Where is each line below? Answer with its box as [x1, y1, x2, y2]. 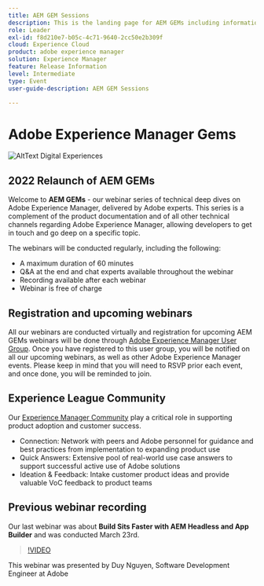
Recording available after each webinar [19, 276, 147, 285]
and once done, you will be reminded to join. [8, 368, 152, 378]
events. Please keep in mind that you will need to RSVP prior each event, [8, 361, 244, 370]
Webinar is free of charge [19, 284, 102, 293]
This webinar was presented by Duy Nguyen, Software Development [8, 560, 230, 570]
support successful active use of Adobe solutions [19, 461, 181, 471]
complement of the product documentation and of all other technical [8, 211, 230, 221]
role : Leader [8, 26, 51, 34]
